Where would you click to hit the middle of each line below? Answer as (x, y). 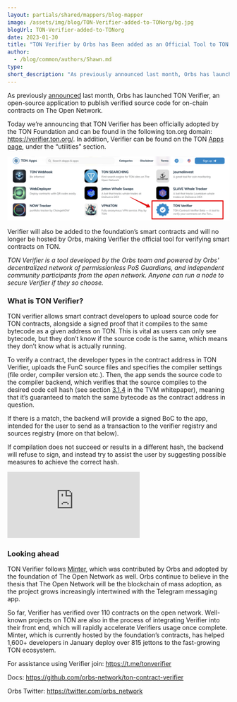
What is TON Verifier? (45, 301)
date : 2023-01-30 (33, 37)
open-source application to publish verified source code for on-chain (108, 103)
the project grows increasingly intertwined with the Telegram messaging (112, 591)
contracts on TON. (34, 246)
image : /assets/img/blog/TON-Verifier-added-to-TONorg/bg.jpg (101, 22)
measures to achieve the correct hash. (63, 462)
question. (21, 405)
